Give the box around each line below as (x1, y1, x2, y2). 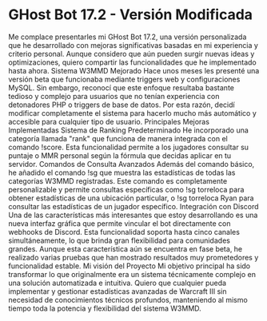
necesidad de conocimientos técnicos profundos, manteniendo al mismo (8, 295, 248, 304)
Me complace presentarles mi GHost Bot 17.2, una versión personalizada (8, 32, 247, 42)
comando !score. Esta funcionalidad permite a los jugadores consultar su (8, 142, 249, 152)
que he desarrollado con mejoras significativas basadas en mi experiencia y (8, 40, 258, 50)
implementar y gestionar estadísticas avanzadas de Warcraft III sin (8, 286, 227, 296)
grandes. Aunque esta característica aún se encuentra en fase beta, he (8, 244, 243, 253)
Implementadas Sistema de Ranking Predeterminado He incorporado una (8, 125, 249, 135)
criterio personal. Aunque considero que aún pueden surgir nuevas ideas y (8, 49, 255, 58)
